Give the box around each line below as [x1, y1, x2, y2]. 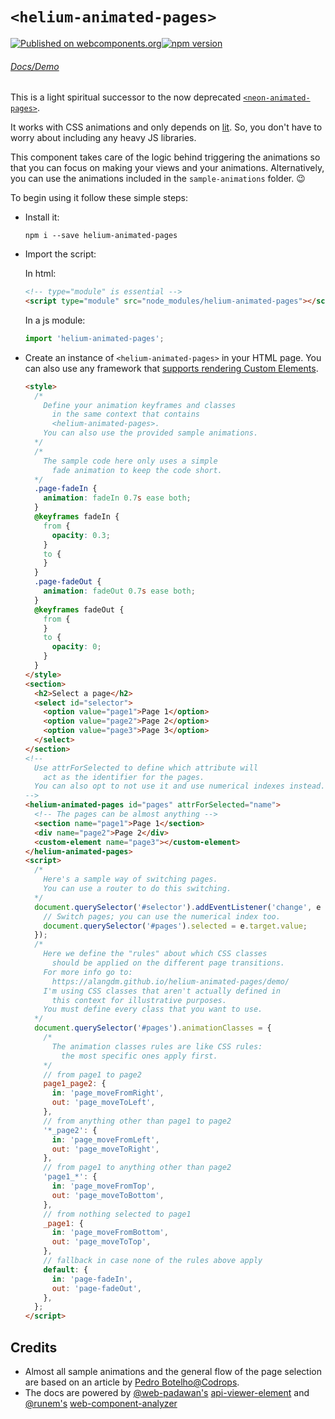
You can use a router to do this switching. [43, 884, 232, 894]
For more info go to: [43, 967, 133, 977]
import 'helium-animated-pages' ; [24, 333, 165, 343]
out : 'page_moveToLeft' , [51, 1098, 156, 1108]
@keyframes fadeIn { [34, 512, 120, 522]
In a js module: [24, 314, 86, 326]
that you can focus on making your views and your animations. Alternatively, [10, 162, 325, 174]
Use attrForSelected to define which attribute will [34, 763, 259, 773]
